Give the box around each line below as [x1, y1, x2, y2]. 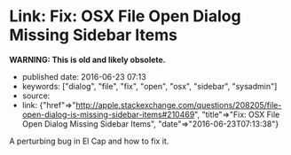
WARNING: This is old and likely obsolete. [9, 54, 166, 65]
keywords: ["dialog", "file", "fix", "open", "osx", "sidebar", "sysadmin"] [21, 81, 278, 91]
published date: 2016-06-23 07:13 [21, 71, 146, 81]
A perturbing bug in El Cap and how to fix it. [9, 136, 169, 146]
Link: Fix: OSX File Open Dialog [9, 6, 241, 27]
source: [21, 90, 51, 101]
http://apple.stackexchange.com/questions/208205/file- [75, 99, 282, 110]
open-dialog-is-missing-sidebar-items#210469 [21, 109, 195, 120]
